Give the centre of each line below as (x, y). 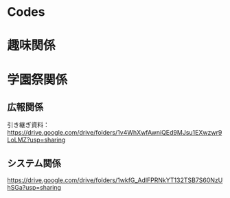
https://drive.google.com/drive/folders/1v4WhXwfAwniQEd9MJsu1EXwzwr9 (115, 133)
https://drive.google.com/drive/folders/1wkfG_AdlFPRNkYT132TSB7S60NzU (115, 180)
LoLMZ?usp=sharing (36, 140)
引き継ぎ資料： (28, 125)
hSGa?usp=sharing (34, 188)
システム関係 (34, 163)
